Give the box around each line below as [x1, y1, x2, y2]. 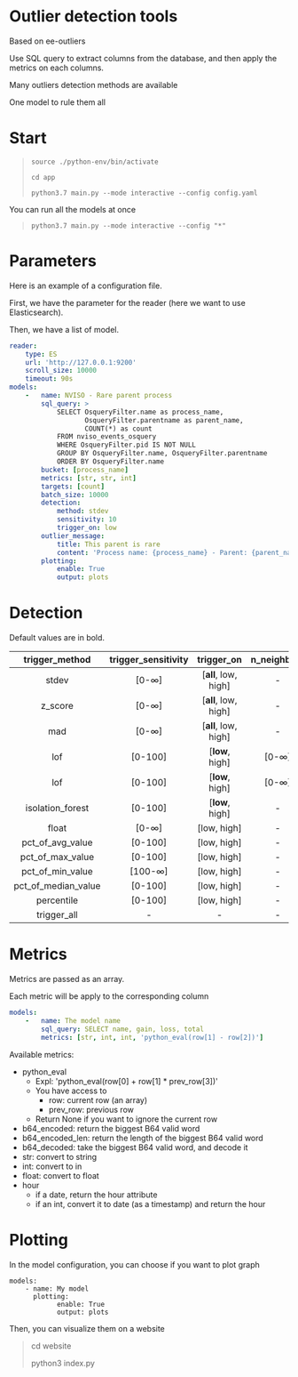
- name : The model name [25, 1016, 122, 1025]
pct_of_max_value [20, 851, 95, 864]
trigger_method [23, 654, 91, 666]
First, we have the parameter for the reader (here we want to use [9, 297, 246, 308]
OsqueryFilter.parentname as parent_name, [84, 415, 244, 424]
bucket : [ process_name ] [41, 465, 129, 474]
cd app [30, 173, 56, 181]
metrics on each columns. [9, 62, 105, 73]
